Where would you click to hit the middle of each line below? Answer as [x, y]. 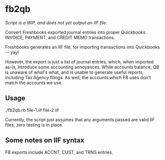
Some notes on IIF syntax [45, 141]
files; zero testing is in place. [34, 125]
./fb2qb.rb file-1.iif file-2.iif [32, 110]
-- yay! [12, 52]
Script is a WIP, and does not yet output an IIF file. [56, 23]
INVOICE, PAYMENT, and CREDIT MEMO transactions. [60, 37]
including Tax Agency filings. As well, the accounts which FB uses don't [78, 77]
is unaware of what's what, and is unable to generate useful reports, [75, 72]
